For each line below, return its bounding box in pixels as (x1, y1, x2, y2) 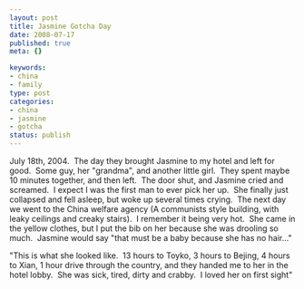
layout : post (9, 13, 59, 23)
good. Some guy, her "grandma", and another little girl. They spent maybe (9, 165, 290, 176)
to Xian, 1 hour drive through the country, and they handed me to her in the (9, 260, 289, 270)
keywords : (9, 63, 47, 72)
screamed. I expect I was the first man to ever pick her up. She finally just (9, 185, 289, 195)
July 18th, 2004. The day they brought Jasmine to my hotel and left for (9, 156, 275, 166)
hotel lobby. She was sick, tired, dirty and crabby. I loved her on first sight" (9, 269, 293, 280)
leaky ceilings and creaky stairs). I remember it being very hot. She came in (9, 214, 296, 224)
